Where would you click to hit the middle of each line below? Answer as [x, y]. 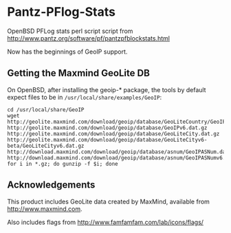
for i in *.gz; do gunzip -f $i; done [63, 164]
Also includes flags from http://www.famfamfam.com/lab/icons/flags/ [106, 222]
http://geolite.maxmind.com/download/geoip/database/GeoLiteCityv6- [107, 140]
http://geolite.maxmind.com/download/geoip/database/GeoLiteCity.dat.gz [113, 134]
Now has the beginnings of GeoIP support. [67, 52]
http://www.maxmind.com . [45, 209]
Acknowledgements [51, 185]
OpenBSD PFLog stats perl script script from [70, 31]
